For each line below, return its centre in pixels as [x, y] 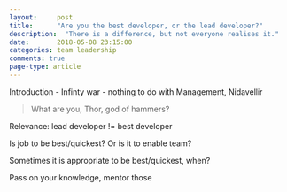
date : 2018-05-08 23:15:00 [71, 42]
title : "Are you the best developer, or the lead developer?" [136, 26]
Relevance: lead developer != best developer [91, 126]
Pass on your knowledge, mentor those [81, 177]
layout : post [41, 17]
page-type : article [45, 67]
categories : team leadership [63, 50]
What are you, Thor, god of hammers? [100, 109]
